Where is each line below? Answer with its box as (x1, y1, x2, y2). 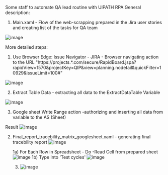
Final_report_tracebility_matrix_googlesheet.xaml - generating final (12, 134, 151, 140)
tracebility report (12, 139, 48, 145)
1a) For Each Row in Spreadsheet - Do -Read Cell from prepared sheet (12, 149, 158, 155)
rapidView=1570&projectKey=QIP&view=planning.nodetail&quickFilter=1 (12, 65, 161, 70)
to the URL (12, 59, 35, 65)
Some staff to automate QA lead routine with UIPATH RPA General (5, 5, 141, 10)
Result (5, 124, 19, 130)
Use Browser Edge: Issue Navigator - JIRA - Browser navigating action (12, 54, 159, 60)
